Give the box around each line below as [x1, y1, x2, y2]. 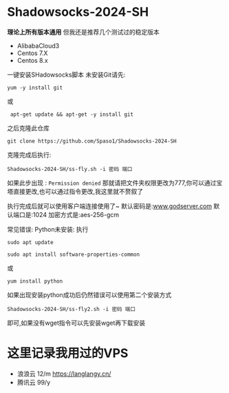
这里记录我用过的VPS [7, 345, 129, 361]
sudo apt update [7, 239, 54, 245]
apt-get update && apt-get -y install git [10, 111, 134, 118]
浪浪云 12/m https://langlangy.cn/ [17, 370, 111, 378]
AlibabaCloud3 [17, 41, 60, 50]
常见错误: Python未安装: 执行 [7, 225, 89, 233]
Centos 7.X [17, 49, 48, 57]
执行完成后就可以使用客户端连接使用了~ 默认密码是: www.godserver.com [7, 201, 212, 210]
